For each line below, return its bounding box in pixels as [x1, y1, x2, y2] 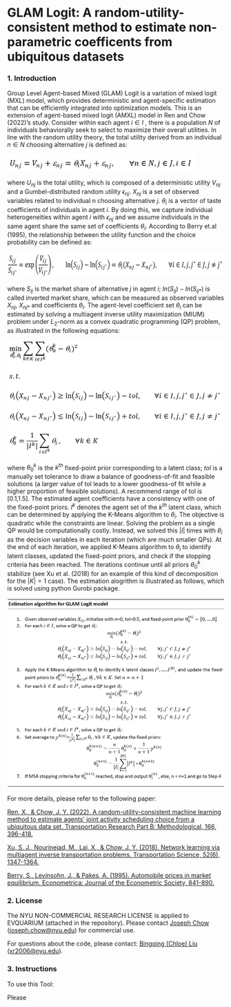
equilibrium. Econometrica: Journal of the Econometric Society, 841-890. [7, 879, 215, 887]
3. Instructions [7, 964, 57, 974]
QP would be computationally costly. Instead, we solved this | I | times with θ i [7, 526, 223, 537]
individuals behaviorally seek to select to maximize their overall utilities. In [7, 126, 217, 134]
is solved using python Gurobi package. [7, 584, 120, 592]
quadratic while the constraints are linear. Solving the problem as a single [7, 519, 216, 528]
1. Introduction [7, 74, 57, 84]
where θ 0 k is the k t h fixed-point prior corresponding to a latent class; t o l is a [7, 462, 223, 474]
